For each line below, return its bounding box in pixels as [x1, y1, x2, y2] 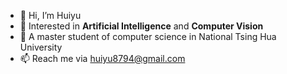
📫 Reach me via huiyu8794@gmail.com [19, 53, 186, 64]
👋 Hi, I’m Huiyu [19, 10, 82, 21]
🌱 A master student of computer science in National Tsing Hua [19, 31, 277, 42]
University [19, 41, 63, 53]
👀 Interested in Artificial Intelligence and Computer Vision [19, 20, 264, 32]
